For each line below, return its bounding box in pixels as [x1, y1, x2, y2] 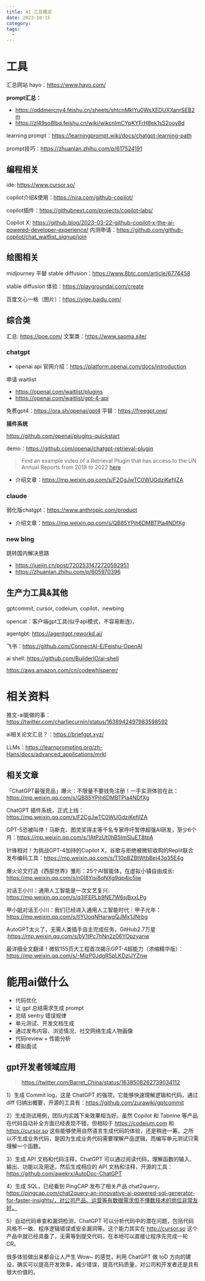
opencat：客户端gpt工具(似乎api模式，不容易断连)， [6, 618, 138, 625]
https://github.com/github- [116, 226, 184, 233]
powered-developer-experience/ [6, 226, 88, 233]
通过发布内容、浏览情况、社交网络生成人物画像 [15, 1027, 133, 1034]
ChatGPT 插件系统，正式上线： [6, 807, 84, 814]
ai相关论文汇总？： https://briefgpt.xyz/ [6, 731, 104, 738]
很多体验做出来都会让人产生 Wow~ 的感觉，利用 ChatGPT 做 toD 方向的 [6, 1253, 186, 1260]
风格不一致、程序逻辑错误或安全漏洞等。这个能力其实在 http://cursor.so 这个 [6, 1225, 198, 1232]
